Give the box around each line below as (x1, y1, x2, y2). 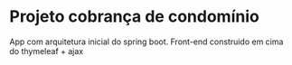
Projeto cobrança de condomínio (9, 6, 259, 27)
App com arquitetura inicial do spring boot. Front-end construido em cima (9, 36, 284, 47)
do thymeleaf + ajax (9, 45, 84, 56)
